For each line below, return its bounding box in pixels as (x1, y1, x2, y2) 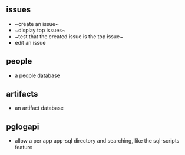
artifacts (6, 89, 38, 99)
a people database (14, 72, 60, 79)
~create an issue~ (14, 20, 59, 27)
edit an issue (14, 39, 46, 46)
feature (14, 144, 32, 151)
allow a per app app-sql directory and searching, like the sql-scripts (14, 137, 180, 144)
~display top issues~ (14, 27, 66, 34)
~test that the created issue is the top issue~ (14, 32, 124, 40)
